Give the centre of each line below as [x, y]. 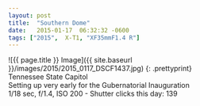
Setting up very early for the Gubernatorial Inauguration [99, 85]
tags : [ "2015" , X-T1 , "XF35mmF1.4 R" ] [74, 38]
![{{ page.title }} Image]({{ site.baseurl [70, 60]
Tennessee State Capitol [48, 77]
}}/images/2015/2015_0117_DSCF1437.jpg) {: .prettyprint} [100, 69]
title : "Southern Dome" [49, 23]
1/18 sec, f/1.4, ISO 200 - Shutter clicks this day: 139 [93, 94]
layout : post [30, 15]
